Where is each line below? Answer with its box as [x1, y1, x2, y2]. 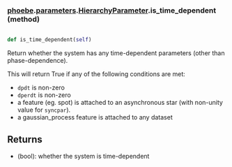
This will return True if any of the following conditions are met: [7, 70, 186, 78]
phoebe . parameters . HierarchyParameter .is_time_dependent [7, 6, 217, 15]
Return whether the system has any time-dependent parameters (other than [7, 49, 225, 57]
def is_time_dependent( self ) [7, 36, 92, 43]
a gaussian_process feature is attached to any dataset [17, 113, 173, 122]
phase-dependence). [7, 57, 68, 65]
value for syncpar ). [17, 106, 71, 114]
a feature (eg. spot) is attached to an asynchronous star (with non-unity [17, 99, 223, 107]
